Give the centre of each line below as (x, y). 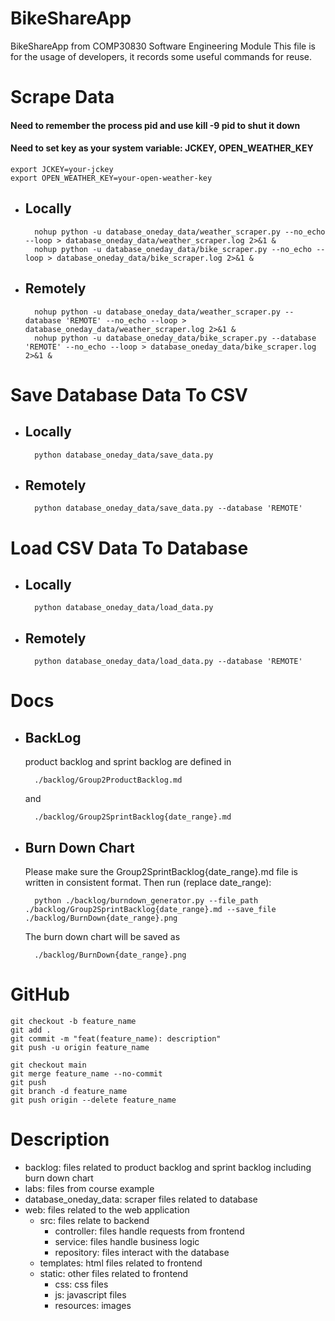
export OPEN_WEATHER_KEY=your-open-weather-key (111, 178)
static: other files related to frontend (114, 1273)
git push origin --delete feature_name (93, 1100)
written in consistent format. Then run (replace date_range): (148, 882)
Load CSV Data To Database (129, 548)
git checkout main (48, 1065)
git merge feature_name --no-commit (86, 1073)
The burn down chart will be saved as (102, 936)
